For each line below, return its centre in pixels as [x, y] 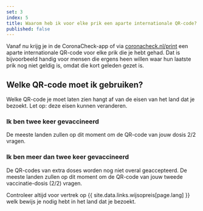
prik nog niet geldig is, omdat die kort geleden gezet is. [75, 66]
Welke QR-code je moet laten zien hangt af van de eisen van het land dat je [101, 99]
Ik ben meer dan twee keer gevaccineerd [68, 157]
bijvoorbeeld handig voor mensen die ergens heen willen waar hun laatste [99, 59]
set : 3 [15, 12]
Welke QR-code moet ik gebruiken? [75, 85]
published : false [28, 29]
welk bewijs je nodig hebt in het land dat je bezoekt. [71, 201]
